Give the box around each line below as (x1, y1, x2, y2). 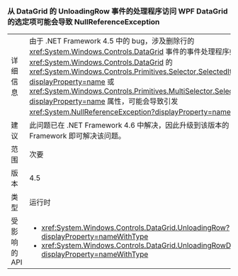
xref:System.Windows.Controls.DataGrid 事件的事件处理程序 (29, 47, 229, 57)
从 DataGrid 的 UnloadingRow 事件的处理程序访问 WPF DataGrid (7, 6, 228, 16)
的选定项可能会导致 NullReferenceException (7, 16, 160, 26)
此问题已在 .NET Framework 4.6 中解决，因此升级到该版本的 (29, 121, 229, 131)
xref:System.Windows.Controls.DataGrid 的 (29, 57, 173, 67)
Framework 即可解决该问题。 (29, 131, 126, 141)
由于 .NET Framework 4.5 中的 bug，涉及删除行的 (29, 36, 195, 46)
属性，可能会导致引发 (107, 96, 178, 106)
